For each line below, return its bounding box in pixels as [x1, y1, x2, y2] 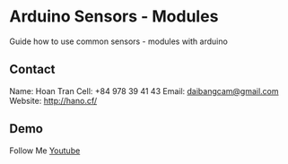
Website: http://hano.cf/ [9, 95, 97, 106]
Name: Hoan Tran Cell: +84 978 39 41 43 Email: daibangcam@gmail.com [9, 85, 279, 96]
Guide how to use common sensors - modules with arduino [9, 36, 229, 47]
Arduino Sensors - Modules [9, 6, 219, 27]
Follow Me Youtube [9, 145, 81, 156]
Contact [9, 62, 56, 77]
